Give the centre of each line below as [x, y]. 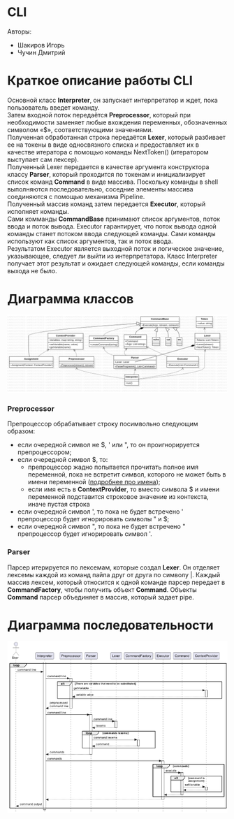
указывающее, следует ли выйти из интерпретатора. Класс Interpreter [112, 256]
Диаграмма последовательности [111, 625]
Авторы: [20, 31]
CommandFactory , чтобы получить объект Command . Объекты [102, 589]
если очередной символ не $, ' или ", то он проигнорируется [109, 445]
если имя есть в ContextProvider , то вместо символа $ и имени [124, 489]
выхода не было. [32, 270]
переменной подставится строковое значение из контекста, [118, 497]
